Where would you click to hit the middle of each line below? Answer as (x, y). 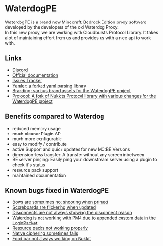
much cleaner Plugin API (37, 134)
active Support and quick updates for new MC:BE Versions (71, 149)
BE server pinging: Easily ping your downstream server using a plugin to (84, 159)
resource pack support (35, 170)
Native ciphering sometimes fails (45, 233)
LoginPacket (25, 223)
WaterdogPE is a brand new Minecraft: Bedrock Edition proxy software (76, 22)
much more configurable (37, 139)
